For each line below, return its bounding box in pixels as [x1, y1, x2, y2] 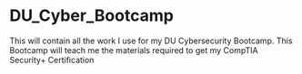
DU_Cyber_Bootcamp [9, 5, 175, 26]
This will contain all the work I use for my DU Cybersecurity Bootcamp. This [9, 35, 293, 46]
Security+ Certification [9, 54, 95, 65]
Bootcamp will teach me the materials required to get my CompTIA [9, 44, 258, 55]
